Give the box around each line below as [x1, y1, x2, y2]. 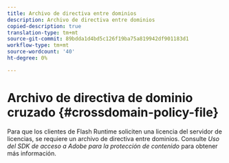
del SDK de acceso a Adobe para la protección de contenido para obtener [7, 142, 218, 150]
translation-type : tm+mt [7, 29, 78, 36]
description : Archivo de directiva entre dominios [7, 16, 155, 23]
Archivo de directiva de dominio [7, 90, 193, 105]
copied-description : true [7, 23, 81, 29]
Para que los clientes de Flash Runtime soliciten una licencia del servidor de [7, 127, 222, 136]
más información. [7, 149, 56, 158]
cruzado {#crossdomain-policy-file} [7, 104, 219, 120]
